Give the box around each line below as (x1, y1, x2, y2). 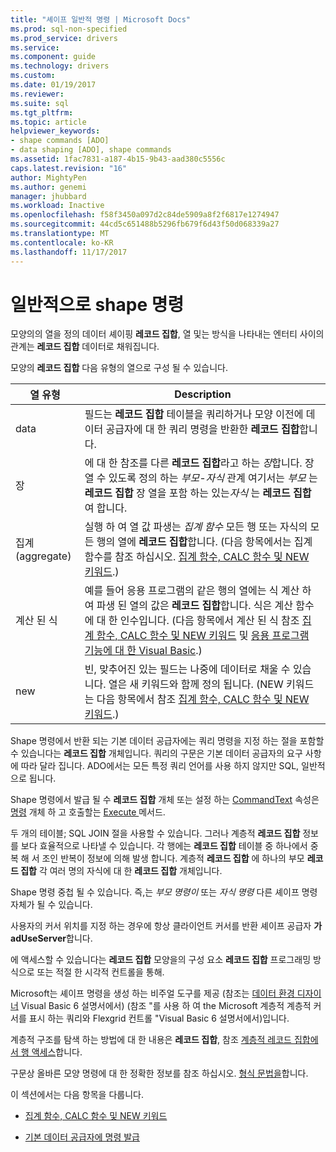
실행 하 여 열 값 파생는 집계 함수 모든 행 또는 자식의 (84, 520, 308, 534)
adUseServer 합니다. (10, 932, 93, 945)
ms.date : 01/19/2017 (10, 80, 97, 90)
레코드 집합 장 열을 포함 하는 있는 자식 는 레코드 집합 (84, 486, 312, 500)
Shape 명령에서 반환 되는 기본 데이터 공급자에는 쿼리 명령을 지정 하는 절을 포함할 (10, 735, 325, 747)
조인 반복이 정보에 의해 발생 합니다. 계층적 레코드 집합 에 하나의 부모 (41, 852, 305, 865)
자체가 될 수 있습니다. (10, 899, 93, 911)
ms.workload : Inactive (10, 201, 105, 211)
